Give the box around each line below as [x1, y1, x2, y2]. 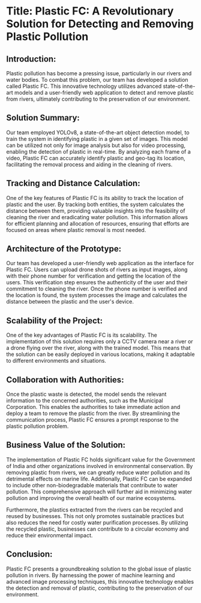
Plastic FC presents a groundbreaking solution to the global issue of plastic [6, 565, 192, 572]
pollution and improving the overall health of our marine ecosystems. [6, 494, 176, 501]
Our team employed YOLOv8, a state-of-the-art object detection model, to [6, 128, 190, 136]
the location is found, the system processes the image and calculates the [6, 292, 187, 299]
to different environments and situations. [6, 357, 107, 364]
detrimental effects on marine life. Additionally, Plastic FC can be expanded [6, 475, 192, 483]
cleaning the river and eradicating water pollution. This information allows [6, 213, 188, 220]
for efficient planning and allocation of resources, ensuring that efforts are [6, 220, 190, 227]
